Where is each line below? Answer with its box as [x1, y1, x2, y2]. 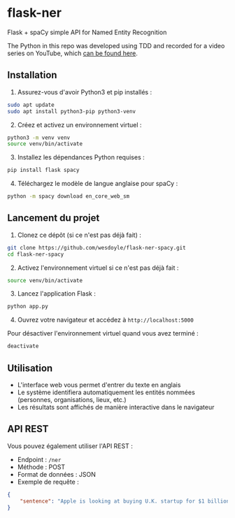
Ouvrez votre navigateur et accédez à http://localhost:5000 [17, 316, 194, 324]
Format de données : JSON [17, 470, 97, 478]
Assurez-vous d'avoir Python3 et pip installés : [17, 87, 152, 96]
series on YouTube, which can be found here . [7, 49, 138, 57]
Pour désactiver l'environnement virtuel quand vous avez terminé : [7, 329, 199, 338]
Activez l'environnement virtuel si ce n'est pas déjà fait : [17, 264, 179, 272]
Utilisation [7, 362, 53, 374]
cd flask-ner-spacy [7, 250, 64, 258]
